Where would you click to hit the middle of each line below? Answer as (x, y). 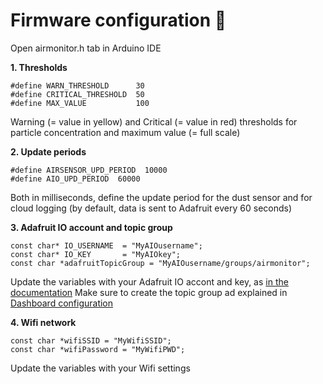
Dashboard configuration (62, 303)
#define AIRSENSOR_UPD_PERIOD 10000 (89, 170)
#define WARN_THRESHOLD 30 (77, 85)
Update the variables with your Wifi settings (100, 368)
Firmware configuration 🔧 (118, 20)
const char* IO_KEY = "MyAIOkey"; (96, 254)
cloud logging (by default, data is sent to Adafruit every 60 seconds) (151, 208)
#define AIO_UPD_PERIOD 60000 (75, 179)
